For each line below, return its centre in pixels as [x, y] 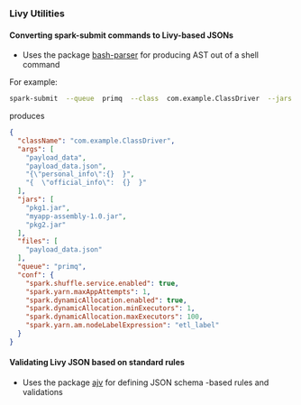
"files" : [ [38, 242]
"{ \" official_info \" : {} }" [86, 183]
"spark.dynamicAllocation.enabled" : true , [106, 300]
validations [42, 391]
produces [27, 116]
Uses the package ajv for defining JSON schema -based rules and [146, 382]
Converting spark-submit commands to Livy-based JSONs [122, 35]
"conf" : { [36, 275]
